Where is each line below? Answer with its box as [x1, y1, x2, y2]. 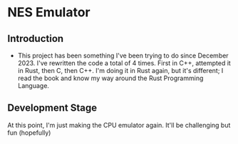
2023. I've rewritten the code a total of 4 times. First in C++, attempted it [17, 59, 232, 67]
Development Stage [7, 102, 98, 114]
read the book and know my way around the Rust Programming [17, 74, 204, 82]
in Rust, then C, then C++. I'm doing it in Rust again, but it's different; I [17, 67, 224, 74]
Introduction [7, 33, 64, 45]
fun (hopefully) [7, 128, 51, 137]
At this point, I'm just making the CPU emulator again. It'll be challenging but [7, 121, 231, 129]
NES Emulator [7, 4, 90, 21]
